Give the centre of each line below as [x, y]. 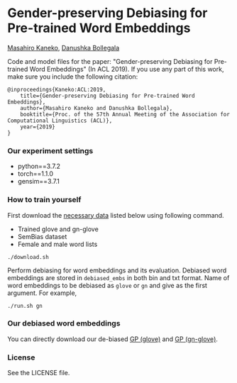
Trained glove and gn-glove [58, 229]
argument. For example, [42, 293]
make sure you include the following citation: [73, 77]
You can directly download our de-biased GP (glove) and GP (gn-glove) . [113, 339]
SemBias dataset [42, 236]
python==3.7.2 [39, 166]
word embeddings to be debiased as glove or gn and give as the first [108, 285]
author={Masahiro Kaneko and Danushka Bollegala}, [97, 108]
